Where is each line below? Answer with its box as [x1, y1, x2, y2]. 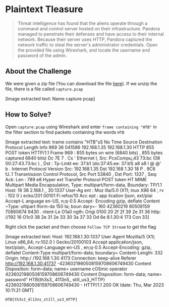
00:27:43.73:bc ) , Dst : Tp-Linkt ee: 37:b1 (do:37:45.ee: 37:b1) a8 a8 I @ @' [5, 160, 161, 166]
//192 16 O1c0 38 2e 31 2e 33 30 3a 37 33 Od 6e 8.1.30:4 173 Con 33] [5, 214, 150, 220]
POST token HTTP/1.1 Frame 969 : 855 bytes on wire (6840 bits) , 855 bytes [5, 149, 163, 156]
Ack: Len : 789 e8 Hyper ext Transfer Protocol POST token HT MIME [5, 176, 147, 182]
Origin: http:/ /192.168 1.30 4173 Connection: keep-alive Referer [5, 255, 137, 261]
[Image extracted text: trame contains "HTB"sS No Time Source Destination [5, 139, 163, 145]
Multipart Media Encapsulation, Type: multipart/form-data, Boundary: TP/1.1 [5, 182, 162, 188]
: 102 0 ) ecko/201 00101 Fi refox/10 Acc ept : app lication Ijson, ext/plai [5, 192, 153, 198]
